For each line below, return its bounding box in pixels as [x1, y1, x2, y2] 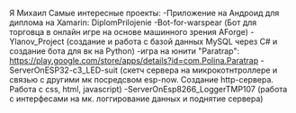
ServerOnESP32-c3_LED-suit [9, 65, 119, 75]
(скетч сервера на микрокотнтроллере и [120, 65, 278, 75]
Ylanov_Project [9, 36, 65, 47]
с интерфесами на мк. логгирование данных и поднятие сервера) [9, 93, 264, 104]
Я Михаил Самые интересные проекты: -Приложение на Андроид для [9, 8, 280, 18]
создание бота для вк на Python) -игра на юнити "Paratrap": [9, 46, 240, 56]
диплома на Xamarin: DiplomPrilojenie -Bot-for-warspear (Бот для [9, 17, 257, 28]
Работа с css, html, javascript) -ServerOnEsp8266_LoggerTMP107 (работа [9, 84, 288, 94]
